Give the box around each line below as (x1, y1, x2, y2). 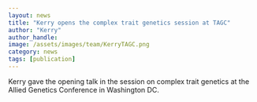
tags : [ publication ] (8, 56, 76, 64)
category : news (8, 48, 58, 56)
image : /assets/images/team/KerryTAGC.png (8, 41, 150, 49)
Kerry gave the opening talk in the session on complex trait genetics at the (8, 76, 250, 86)
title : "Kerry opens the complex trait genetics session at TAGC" (8, 19, 231, 27)
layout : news (8, 11, 51, 20)
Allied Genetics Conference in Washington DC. (8, 85, 160, 94)
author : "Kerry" (8, 26, 61, 34)
